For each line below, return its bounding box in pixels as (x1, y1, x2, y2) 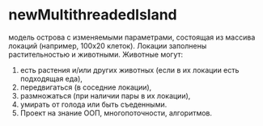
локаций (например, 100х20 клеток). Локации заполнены (8, 40, 207, 50)
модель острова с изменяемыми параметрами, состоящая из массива (8, 32, 256, 42)
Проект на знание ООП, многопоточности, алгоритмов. (19, 107, 213, 118)
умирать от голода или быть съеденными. (19, 99, 168, 109)
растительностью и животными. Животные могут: (8, 49, 184, 59)
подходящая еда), (19, 73, 83, 83)
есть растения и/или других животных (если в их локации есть (19, 65, 240, 74)
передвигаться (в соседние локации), (19, 82, 152, 92)
